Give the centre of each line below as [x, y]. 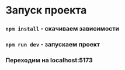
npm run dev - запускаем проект [53, 45]
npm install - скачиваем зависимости [62, 29]
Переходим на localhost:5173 [49, 60]
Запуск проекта [46, 10]
